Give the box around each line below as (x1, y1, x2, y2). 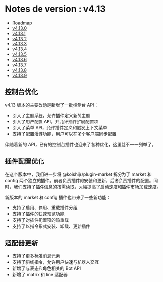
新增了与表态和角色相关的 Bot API (12, 265, 81, 271)
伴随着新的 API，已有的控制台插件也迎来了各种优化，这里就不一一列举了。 (5, 141, 157, 147)
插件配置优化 (5, 157, 44, 166)
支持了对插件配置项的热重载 (12, 217, 69, 223)
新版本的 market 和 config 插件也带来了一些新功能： (5, 194, 111, 200)
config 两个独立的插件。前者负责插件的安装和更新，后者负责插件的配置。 (5, 177, 154, 183)
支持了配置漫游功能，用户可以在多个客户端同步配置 (12, 131, 117, 137)
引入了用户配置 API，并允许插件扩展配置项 (12, 119, 99, 124)
